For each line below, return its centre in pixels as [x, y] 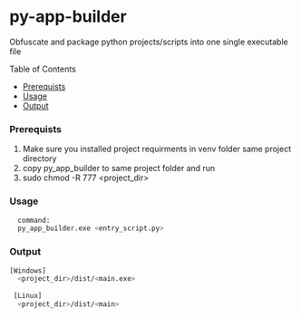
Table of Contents [43, 69]
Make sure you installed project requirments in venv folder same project [157, 149]
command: [34, 220]
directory [39, 159]
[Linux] [28, 296]
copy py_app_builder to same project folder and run [119, 169]
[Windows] [28, 270]
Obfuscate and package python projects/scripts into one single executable [149, 42]
